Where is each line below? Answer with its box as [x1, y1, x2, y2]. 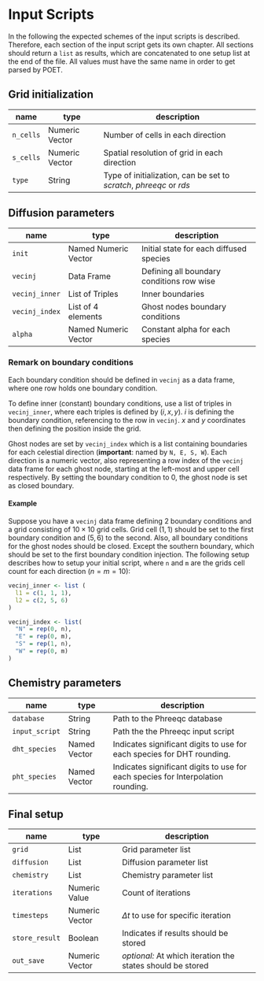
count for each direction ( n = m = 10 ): [8, 567, 131, 576]
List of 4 [68, 301, 99, 312]
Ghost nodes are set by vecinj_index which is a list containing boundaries [8, 439, 247, 448]
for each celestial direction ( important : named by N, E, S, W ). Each [8, 447, 228, 457]
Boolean [68, 933, 99, 944]
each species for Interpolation [112, 771, 224, 782]
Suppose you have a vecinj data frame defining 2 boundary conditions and [8, 516, 252, 526]
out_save [12, 957, 45, 965]
